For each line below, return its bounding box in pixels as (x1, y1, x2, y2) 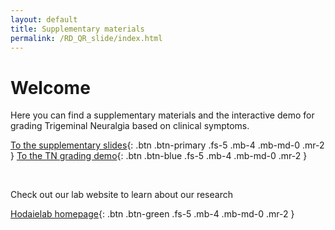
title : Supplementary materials (10, 24, 145, 34)
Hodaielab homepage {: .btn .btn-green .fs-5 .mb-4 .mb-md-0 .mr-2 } (10, 208, 295, 220)
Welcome (10, 76, 91, 99)
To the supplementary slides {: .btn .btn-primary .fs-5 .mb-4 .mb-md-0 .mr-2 (10, 139, 325, 151)
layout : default (10, 14, 78, 25)
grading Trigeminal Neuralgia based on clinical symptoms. (10, 120, 250, 132)
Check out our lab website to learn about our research (10, 189, 233, 201)
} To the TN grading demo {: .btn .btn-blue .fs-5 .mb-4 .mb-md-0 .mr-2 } (10, 150, 308, 162)
